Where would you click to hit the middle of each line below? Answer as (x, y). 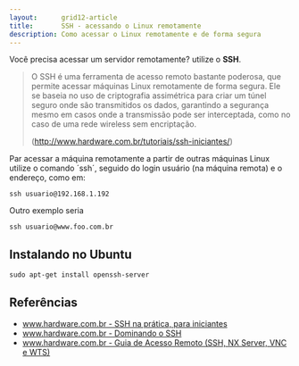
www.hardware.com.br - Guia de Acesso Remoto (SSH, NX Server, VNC (154, 343)
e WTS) (36, 352)
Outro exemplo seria (47, 211)
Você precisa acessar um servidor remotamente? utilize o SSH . (125, 60)
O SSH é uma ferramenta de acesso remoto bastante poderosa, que (156, 77)
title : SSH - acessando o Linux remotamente (105, 26)
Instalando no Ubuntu (71, 254)
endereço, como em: (48, 178)
